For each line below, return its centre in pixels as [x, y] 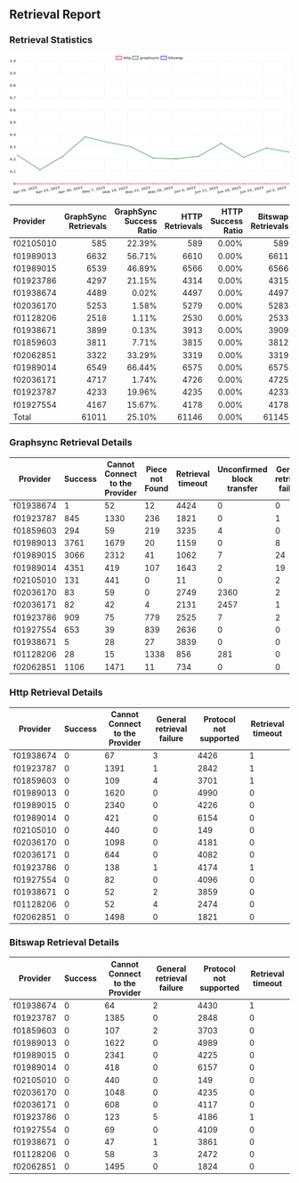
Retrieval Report [55, 15]
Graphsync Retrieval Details [71, 443]
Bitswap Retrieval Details [65, 942]
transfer [242, 488]
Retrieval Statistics [51, 40]
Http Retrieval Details [56, 692]
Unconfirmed [242, 469]
